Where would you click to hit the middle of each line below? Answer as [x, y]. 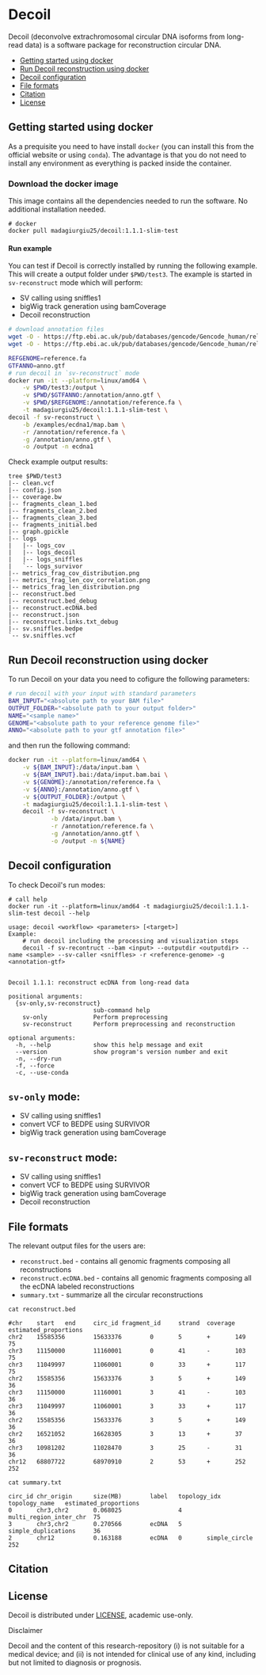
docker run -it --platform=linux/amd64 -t [79, 906]
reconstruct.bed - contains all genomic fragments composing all [125, 1262]
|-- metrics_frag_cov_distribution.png [74, 573]
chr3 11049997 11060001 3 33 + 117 [127, 1407]
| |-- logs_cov [37, 546]
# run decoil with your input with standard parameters [102, 694]
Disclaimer [26, 1631]
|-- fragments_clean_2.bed [53, 511]
